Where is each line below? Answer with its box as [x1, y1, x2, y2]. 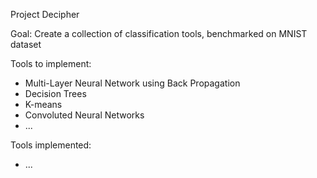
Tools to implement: [10, 58, 92, 69]
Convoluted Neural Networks [24, 109, 145, 121]
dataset [10, 39, 42, 50]
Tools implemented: [10, 139, 92, 151]
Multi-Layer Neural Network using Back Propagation [24, 77, 241, 89]
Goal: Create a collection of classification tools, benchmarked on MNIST [10, 28, 308, 39]
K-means [24, 99, 63, 110]
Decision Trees [24, 88, 87, 99]
